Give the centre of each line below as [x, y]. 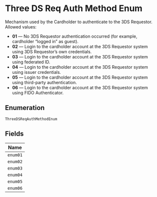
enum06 [15, 188]
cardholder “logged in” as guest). [45, 41]
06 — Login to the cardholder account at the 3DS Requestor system [80, 87]
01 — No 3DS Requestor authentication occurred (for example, [75, 36]
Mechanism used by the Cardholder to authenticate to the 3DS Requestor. [79, 22]
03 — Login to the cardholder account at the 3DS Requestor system [80, 56]
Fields [15, 134]
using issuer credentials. [37, 72]
